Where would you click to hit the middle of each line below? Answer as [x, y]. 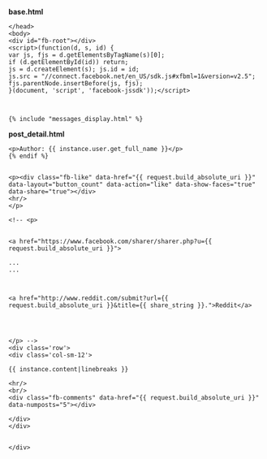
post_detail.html [37, 134]
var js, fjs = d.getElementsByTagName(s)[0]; [86, 55]
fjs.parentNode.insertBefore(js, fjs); [76, 84]
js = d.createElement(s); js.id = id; [74, 69]
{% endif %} [28, 156]
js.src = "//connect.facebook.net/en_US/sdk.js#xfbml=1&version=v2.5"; [132, 76]
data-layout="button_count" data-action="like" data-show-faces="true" [132, 184]
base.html [26, 12]
